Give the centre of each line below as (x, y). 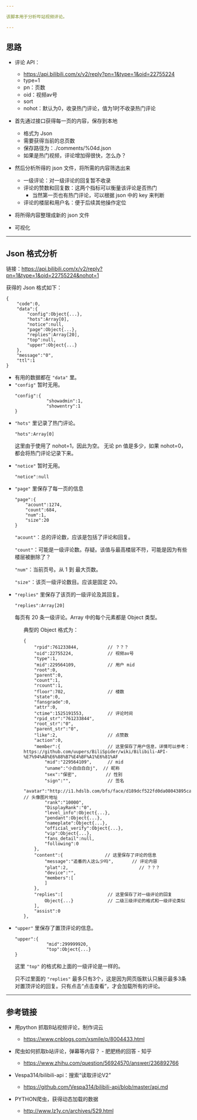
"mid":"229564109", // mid (84, 762)
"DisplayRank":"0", (68, 808)
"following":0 (62, 844)
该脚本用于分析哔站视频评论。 (37, 16)
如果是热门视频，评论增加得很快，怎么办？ (75, 155)
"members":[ (59, 878)
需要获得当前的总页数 (49, 141)
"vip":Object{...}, (68, 834)
